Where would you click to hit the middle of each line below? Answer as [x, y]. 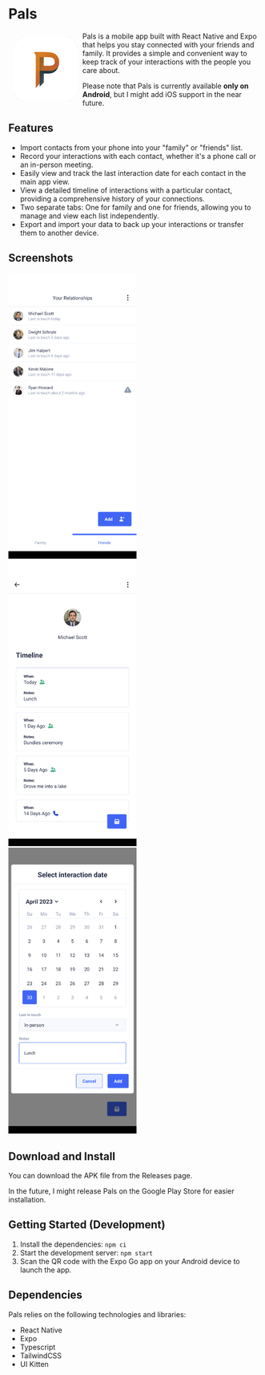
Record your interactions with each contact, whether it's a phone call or [138, 156]
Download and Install [62, 1156]
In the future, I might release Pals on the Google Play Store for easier [121, 1191]
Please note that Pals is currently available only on [166, 86]
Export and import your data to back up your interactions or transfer [132, 224]
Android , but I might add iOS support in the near [163, 94]
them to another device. [59, 233]
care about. [101, 70]
